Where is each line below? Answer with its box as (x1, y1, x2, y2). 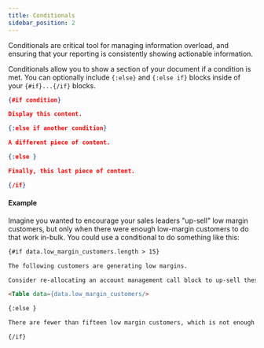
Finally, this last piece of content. (8, 167, 135, 175)
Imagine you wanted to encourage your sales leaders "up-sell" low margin (8, 216, 249, 225)
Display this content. (8, 110, 82, 118)
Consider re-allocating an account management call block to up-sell (8, 276, 241, 284)
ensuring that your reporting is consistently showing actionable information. (8, 49, 254, 58)
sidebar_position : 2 (8, 19, 76, 27)
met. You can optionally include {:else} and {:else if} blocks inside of (8, 72, 241, 82)
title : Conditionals (8, 11, 76, 20)
